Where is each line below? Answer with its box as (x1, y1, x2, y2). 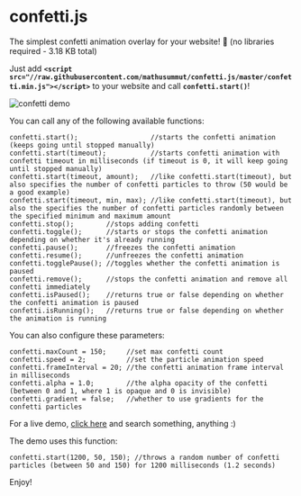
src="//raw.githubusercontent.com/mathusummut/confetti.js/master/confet (9, 72, 293, 82)
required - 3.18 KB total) (9, 45, 97, 56)
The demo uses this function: (9, 435, 118, 446)
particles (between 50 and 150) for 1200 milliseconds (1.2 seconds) (9, 461, 277, 470)
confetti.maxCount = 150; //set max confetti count (9, 347, 223, 356)
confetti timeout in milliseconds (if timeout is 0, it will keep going (9, 156, 288, 166)
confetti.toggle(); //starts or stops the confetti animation (9, 227, 269, 236)
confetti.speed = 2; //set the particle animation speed (9, 355, 264, 364)
